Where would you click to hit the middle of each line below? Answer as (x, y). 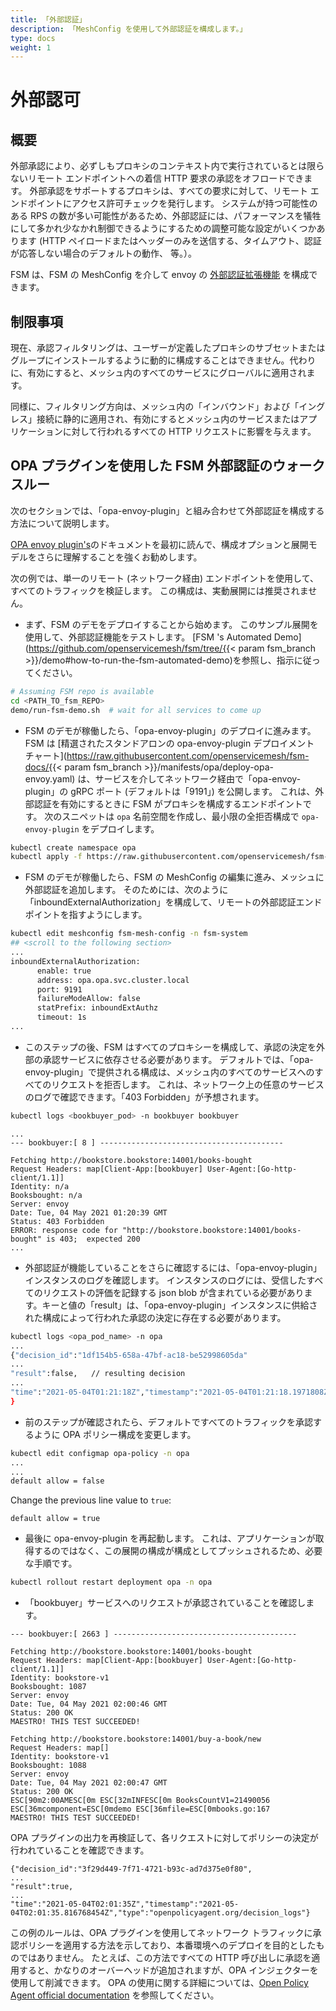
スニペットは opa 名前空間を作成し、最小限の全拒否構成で (180, 816)
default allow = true (55, 1519)
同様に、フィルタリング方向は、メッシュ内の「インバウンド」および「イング (168, 407)
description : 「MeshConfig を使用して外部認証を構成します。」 (129, 29)
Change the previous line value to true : (91, 1500)
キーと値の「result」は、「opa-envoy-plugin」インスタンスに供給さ (179, 1305)
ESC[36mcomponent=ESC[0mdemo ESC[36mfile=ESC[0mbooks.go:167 (140, 1809)
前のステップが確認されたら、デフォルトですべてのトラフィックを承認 (168, 1422)
